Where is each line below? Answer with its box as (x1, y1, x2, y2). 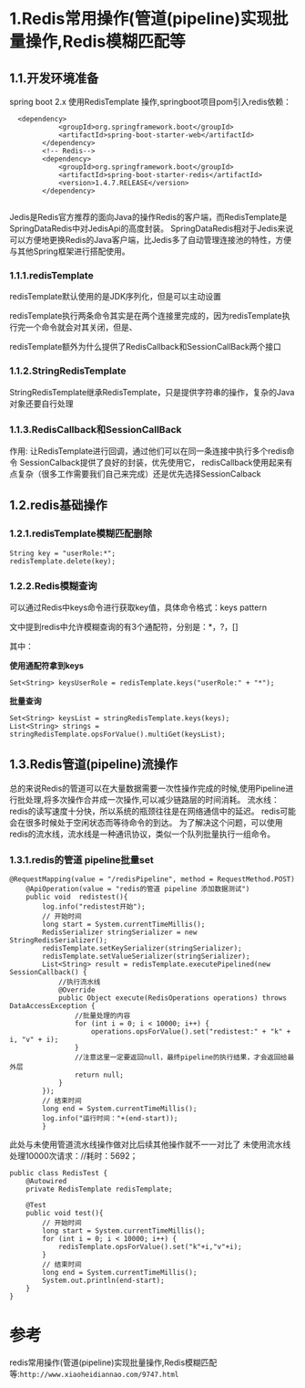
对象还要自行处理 (9, 398, 74, 409)
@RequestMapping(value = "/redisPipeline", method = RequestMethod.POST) (9, 874, 296, 884)
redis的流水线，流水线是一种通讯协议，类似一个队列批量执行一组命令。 (9, 828, 276, 839)
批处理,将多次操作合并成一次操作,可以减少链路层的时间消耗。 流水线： (16, 794, 280, 804)
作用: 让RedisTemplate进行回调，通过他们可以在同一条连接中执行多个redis (9, 445, 287, 457)
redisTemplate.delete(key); (9, 556, 117, 566)
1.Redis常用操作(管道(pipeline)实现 (9, 8, 273, 29)
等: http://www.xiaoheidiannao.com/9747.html (9, 1368, 179, 1379)
